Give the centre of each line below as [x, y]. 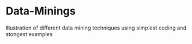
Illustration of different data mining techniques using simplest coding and [96, 28]
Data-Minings [41, 11]
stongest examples [29, 34]
